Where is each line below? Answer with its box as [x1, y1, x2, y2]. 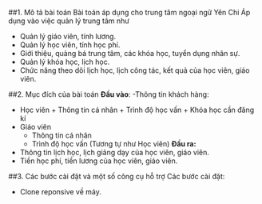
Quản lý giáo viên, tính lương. [19, 32, 117, 41]
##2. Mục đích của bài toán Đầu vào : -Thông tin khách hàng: [8, 90, 209, 99]
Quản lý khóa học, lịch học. [19, 57, 110, 66]
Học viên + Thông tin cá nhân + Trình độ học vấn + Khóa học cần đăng [19, 105, 255, 114]
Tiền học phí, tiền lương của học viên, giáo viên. [19, 156, 178, 166]
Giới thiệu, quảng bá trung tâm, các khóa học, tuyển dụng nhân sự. [19, 49, 240, 58]
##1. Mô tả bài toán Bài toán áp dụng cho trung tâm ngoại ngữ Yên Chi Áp [8, 8, 251, 17]
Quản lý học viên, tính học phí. [19, 40, 121, 50]
